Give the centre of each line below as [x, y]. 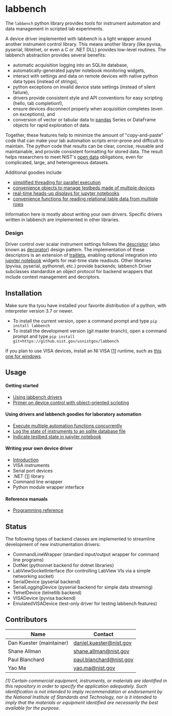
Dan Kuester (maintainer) [38, 642]
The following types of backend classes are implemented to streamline [80, 539]
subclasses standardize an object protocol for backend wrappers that [79, 272]
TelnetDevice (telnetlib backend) [47, 593]
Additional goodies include [33, 172]
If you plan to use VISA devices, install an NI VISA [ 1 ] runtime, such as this [83, 351]
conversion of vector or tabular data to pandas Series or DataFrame [84, 119]
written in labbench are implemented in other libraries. [62, 220]
